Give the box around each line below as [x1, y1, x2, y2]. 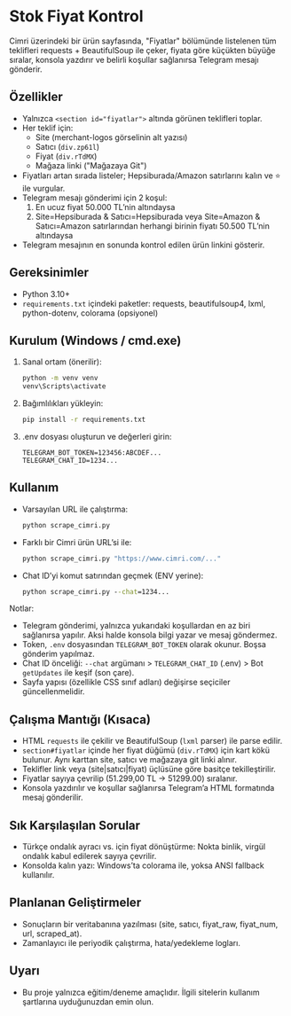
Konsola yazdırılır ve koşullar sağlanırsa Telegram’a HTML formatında [21, 783, 275, 793]
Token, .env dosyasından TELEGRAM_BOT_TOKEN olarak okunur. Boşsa [21, 639, 266, 650]
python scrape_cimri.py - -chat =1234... [21, 587, 170, 596]
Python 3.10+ [21, 288, 71, 299]
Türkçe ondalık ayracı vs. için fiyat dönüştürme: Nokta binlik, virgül [21, 841, 266, 852]
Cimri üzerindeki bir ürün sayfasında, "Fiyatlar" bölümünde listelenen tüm [9, 35, 277, 46]
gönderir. [9, 64, 43, 74]
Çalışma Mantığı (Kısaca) [9, 712, 151, 727]
